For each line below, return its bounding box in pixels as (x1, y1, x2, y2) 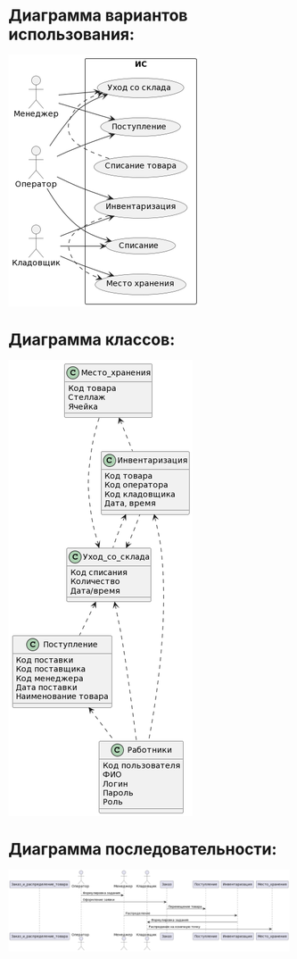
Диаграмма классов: (8, 329, 176, 350)
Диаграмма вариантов (8, 5, 188, 26)
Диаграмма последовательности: (8, 839, 277, 860)
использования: (8, 24, 136, 45)
